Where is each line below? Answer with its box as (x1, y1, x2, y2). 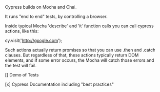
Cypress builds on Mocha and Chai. (5, 4, 77, 10)
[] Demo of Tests (5, 72, 39, 77)
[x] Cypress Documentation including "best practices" (5, 81, 114, 87)
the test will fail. (5, 63, 37, 68)
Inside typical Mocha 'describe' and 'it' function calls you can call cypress (5, 23, 154, 29)
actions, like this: (5, 28, 39, 34)
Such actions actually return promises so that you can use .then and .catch (5, 47, 156, 53)
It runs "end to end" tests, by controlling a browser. (5, 14, 108, 19)
